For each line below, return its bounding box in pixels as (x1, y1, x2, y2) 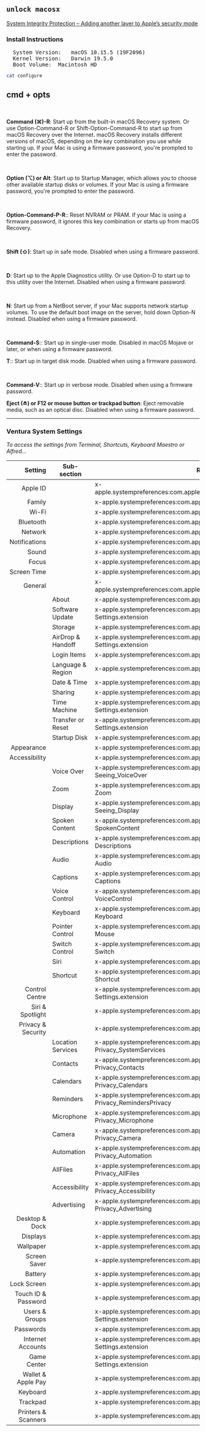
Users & (23, 1307, 47, 1316)
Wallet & (22, 1370, 47, 1379)
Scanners (18, 1415, 47, 1424)
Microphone (51, 1112, 87, 1121)
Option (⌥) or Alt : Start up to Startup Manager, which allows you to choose (6, 174, 197, 182)
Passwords (14, 1325, 47, 1334)
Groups (25, 1315, 47, 1323)
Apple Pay (17, 1378, 47, 1387)
